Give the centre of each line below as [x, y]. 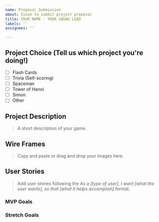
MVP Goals [19, 202]
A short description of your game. [52, 128]
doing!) [17, 60]
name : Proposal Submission [33, 10]
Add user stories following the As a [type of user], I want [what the [86, 183]
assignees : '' [20, 28]
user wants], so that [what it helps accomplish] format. [74, 189]
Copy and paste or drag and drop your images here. [71, 156]
